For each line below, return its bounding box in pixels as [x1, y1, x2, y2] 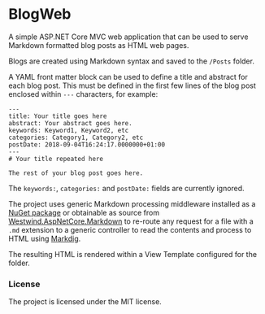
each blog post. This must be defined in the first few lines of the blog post [8, 81, 256, 90]
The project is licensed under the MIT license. [8, 297, 163, 307]
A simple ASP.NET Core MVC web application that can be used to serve [8, 32, 249, 41]
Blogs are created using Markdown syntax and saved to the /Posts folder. [8, 56, 254, 66]
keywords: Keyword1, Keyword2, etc [8, 126, 129, 134]
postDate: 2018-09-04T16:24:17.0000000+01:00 [8, 140, 165, 149]
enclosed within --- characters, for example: [8, 89, 159, 98]
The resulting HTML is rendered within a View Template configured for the [8, 249, 258, 259]
